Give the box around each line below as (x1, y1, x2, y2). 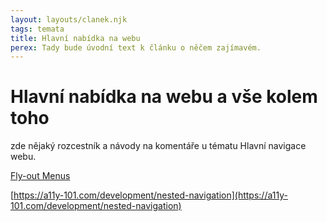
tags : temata (10, 24, 65, 34)
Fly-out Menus (10, 170, 71, 182)
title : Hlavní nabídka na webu (10, 33, 141, 43)
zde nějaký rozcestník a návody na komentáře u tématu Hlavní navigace (10, 140, 307, 152)
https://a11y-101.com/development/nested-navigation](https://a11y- (13, 189, 288, 201)
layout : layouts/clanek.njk (10, 14, 128, 25)
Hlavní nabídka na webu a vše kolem (10, 86, 318, 108)
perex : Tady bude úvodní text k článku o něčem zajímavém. (10, 42, 262, 53)
